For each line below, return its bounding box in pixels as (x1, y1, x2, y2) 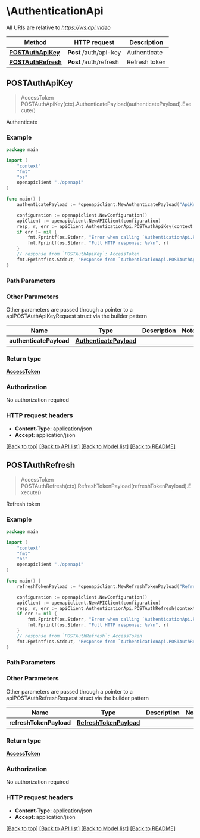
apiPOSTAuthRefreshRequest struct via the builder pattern (6, 694, 149, 701)
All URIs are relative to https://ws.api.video (6, 24, 111, 31)
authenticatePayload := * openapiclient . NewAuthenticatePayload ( (17, 202, 180, 208)
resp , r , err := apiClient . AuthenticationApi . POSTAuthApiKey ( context (17, 223, 193, 229)
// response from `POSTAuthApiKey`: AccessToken (17, 251, 140, 257)
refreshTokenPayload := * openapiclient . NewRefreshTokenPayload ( (17, 583, 180, 589)
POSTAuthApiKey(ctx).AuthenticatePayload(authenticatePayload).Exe (20, 100, 192, 107)
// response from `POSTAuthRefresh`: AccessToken (17, 633, 143, 639)
